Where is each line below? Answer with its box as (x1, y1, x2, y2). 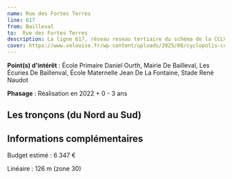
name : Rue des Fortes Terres (7, 10, 91, 17)
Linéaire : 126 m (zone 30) (7, 164, 81, 173)
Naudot (7, 76, 29, 84)
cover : (7, 42, 26, 49)
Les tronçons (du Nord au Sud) (7, 109, 142, 121)
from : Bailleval (7, 23, 54, 30)
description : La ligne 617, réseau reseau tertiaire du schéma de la (7, 36, 212, 43)
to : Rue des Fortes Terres (7, 29, 88, 37)
